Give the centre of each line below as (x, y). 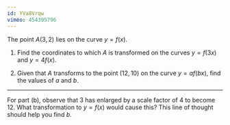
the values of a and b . (48, 80)
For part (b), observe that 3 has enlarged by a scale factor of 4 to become (111, 100)
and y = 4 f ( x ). (37, 59)
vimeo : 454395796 (32, 20)
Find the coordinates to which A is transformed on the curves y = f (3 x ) (117, 53)
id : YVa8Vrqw (26, 13)
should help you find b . (39, 114)
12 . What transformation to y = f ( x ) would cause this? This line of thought (110, 107)
